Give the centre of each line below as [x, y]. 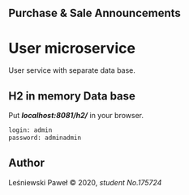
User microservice [72, 48]
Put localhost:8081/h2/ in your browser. [76, 116]
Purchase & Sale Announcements [94, 13]
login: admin [30, 130]
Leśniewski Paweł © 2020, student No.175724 [85, 182]
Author [26, 163]
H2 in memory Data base [72, 96]
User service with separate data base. [72, 70]
